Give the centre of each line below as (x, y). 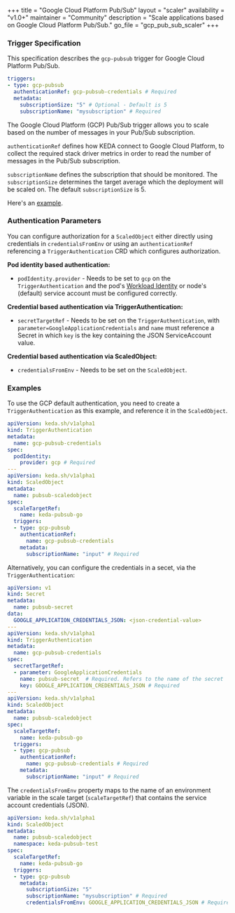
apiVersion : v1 (29, 588)
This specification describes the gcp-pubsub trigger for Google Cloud (106, 58)
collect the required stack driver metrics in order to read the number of (109, 153)
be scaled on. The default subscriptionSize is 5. (77, 189)
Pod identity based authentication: (59, 264)
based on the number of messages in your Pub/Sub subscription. (101, 132)
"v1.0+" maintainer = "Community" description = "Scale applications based (115, 18)
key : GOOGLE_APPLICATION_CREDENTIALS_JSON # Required (100, 685)
